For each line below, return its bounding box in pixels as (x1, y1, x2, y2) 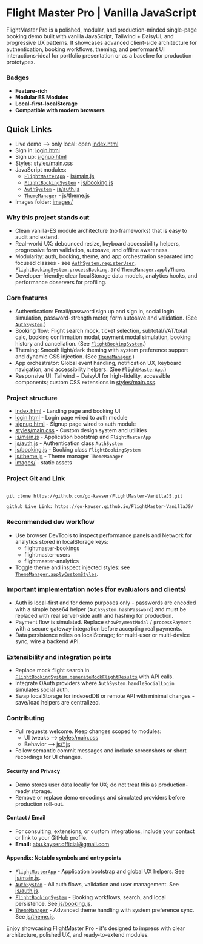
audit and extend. (15, 233, 59, 241)
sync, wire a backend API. (15, 637, 81, 645)
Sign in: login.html (15, 147, 61, 154)
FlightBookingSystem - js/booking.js (24, 179, 113, 186)
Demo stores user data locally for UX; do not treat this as (15, 781, 158, 788)
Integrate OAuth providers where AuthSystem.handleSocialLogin (15, 680, 175, 687)
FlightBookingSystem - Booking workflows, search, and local (15, 894, 166, 901)
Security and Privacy (6, 768, 61, 775)
